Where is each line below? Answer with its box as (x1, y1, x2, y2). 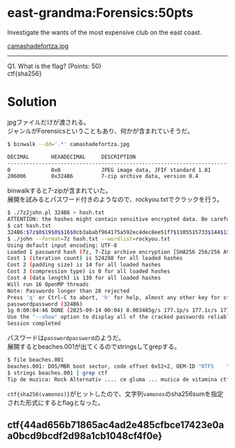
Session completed (7, 320, 61, 327)
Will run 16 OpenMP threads (7, 280, 90, 288)
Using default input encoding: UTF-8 (7, 242, 117, 249)
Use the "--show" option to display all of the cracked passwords (7, 313, 205, 320)
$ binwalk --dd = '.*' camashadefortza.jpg (7, 140, 130, 148)
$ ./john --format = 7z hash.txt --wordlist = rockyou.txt (7, 235, 171, 243)
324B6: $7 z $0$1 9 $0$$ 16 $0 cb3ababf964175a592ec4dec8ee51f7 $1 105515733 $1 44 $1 (7, 229, 227, 236)
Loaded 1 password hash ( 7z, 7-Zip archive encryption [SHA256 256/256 (7, 248, 220, 255)
